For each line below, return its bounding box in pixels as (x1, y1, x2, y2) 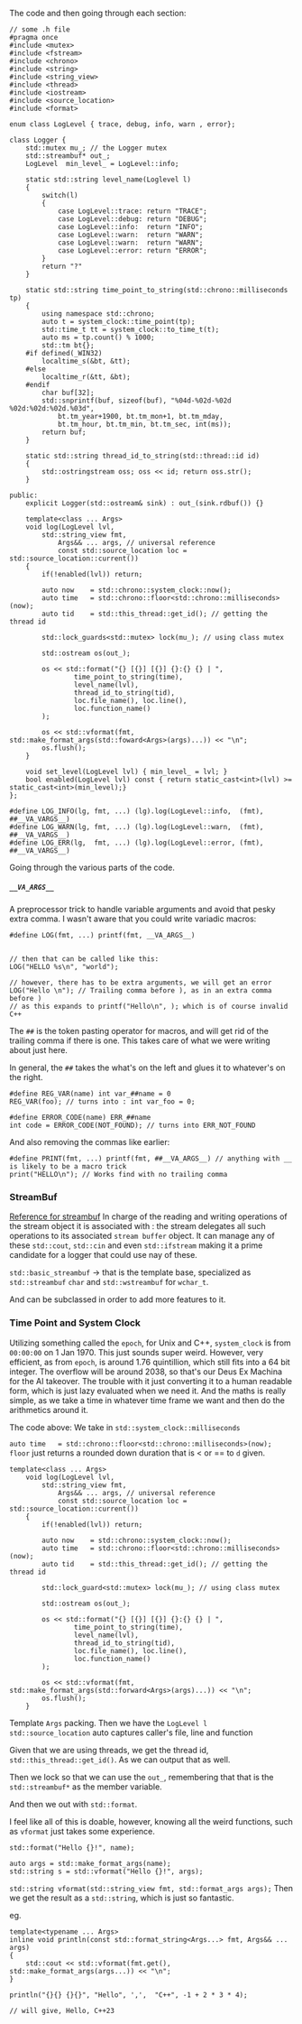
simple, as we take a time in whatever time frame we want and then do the (9, 1394, 286, 1406)
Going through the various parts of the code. (9, 862, 176, 873)
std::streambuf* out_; (25, 152, 111, 161)
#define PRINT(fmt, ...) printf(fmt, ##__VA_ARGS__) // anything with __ (9, 1154, 293, 1163)
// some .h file (9, 25, 70, 34)
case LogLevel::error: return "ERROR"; (57, 246, 207, 255)
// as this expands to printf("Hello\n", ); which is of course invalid (9, 1002, 288, 1011)
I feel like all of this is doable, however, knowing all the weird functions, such (9, 1816, 293, 1826)
